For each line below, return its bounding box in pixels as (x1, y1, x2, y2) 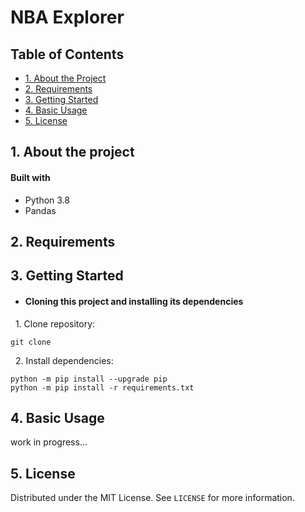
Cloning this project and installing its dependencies (24, 295, 244, 307)
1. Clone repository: (14, 317, 96, 330)
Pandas (24, 204, 57, 216)
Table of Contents (10, 46, 125, 63)
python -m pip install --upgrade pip (10, 374, 168, 384)
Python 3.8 (24, 194, 70, 206)
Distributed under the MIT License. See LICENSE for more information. (10, 492, 295, 504)
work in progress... (10, 436, 88, 448)
